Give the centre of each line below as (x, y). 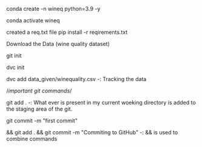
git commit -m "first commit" (42, 121)
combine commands (32, 139)
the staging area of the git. (39, 109)
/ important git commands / (39, 91)
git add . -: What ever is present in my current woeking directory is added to (101, 103)
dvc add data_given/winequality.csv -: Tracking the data (76, 79)
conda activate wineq (33, 20)
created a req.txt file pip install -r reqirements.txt (67, 32)
